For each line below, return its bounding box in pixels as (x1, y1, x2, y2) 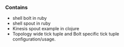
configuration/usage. (12, 36, 56, 42)
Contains (5, 4, 28, 11)
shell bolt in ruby (12, 15, 47, 21)
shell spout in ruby (12, 20, 51, 26)
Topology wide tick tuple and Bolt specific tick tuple (12, 31, 119, 37)
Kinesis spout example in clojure (12, 26, 79, 32)
